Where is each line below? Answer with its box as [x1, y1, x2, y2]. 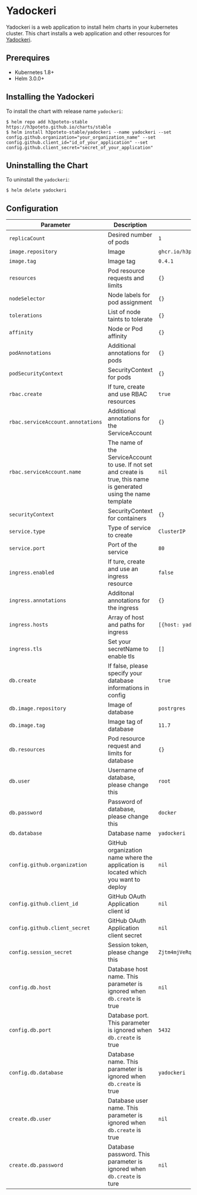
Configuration [6, 203, 59, 213]
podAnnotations [9, 350, 52, 357]
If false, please [107, 662, 148, 670]
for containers [107, 514, 147, 522]
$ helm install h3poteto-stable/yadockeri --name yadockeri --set [6, 129, 172, 135]
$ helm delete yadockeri [6, 187, 67, 193]
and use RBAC [107, 390, 148, 398]
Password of [107, 798, 142, 806]
